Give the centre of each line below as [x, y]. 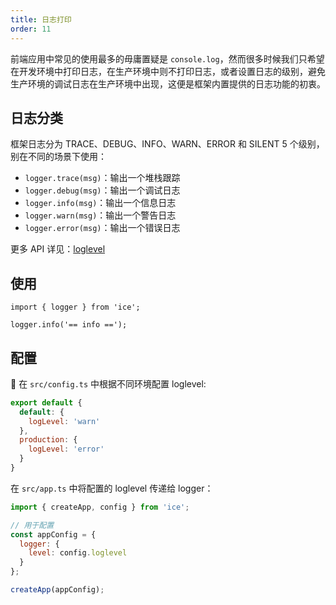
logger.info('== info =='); [69, 325]
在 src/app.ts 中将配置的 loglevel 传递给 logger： [112, 488]
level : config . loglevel [78, 553]
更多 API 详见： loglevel [58, 249]
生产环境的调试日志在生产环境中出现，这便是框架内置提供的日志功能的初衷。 [168, 83]
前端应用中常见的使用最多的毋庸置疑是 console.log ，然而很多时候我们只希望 [167, 58]
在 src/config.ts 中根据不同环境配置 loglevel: [108, 383]
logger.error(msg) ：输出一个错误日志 [102, 228]
